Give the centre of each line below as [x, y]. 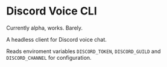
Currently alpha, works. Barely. [45, 28]
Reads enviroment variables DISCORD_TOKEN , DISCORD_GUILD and [83, 51]
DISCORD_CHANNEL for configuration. [49, 57]
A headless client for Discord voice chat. [57, 39]
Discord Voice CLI [52, 11]
